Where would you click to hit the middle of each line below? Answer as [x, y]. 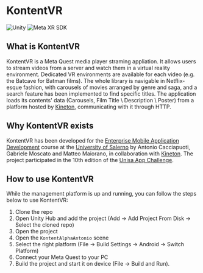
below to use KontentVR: [37, 200]
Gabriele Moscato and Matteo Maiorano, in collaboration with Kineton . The [100, 154]
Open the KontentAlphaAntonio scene [62, 238]
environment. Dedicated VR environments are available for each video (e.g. [101, 74]
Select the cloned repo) [45, 225]
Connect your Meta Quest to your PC [62, 257]
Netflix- [176, 80]
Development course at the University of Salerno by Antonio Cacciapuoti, [98, 147]
